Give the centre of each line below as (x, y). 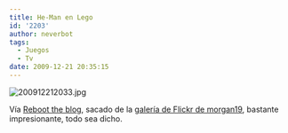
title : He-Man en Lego (51, 17)
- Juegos (33, 51)
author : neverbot (41, 34)
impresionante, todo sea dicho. (66, 118)
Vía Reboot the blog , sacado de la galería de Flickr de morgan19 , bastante (144, 109)
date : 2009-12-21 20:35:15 (59, 67)
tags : (19, 42)
